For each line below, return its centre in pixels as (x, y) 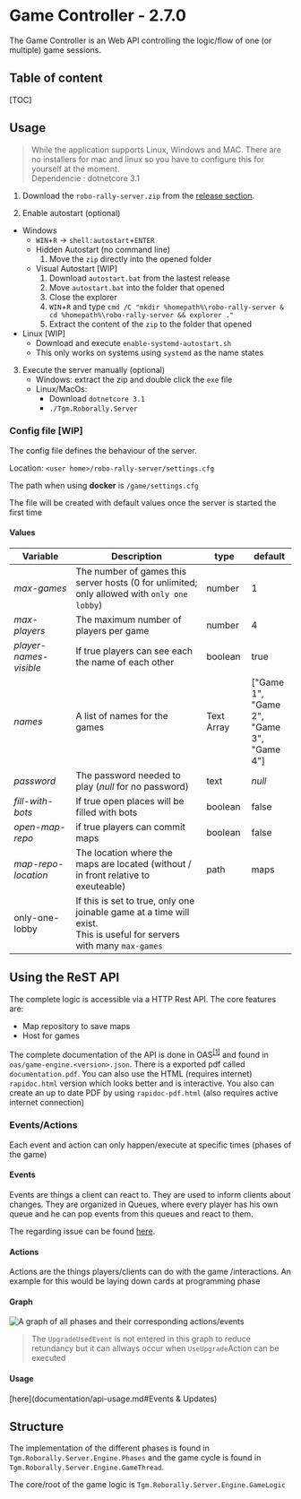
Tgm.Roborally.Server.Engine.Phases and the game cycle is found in (135, 1458)
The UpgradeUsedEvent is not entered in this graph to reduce (141, 1339)
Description (137, 557)
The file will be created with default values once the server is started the (143, 502)
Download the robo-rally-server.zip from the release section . (138, 195)
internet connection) (47, 1102)
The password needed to (128, 775)
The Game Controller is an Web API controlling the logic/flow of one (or (141, 40)
